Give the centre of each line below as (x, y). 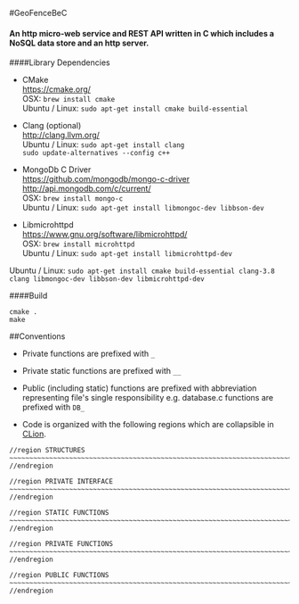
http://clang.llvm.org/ (61, 135)
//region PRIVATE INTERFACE (61, 482)
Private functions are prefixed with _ (89, 354)
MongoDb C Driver (57, 170)
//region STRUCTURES (48, 451)
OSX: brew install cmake (69, 99)
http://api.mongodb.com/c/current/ (86, 189)
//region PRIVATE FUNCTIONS (61, 544)
